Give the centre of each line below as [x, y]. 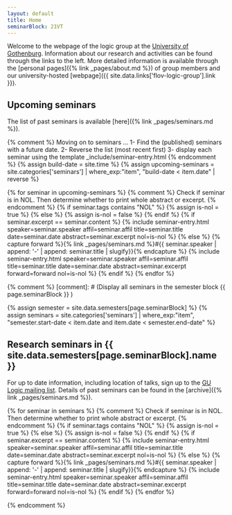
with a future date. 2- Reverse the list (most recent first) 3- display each [110, 150]
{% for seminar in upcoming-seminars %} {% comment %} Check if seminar [116, 193]
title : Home [24, 20]
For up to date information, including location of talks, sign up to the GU [109, 383]
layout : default [30, 14]
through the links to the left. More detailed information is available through [113, 61]
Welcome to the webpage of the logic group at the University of [98, 46]
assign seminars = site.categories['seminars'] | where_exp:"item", [101, 315]
